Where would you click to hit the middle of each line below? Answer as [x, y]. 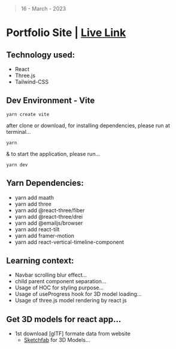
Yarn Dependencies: [45, 183]
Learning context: [40, 261]
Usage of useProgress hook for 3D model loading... [78, 294]
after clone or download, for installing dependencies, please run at [88, 125]
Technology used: [41, 55]
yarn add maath [34, 197]
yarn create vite [28, 114]
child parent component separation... [60, 281]
